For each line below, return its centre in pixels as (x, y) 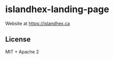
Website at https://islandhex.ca (37, 23)
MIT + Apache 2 (22, 51)
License (18, 39)
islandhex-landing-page (57, 9)
